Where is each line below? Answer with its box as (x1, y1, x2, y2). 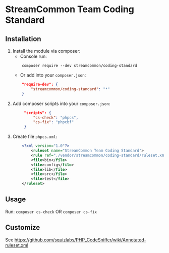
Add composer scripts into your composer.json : (12, 100, 110, 106)
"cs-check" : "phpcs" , (33, 115, 79, 120)
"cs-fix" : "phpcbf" (33, 120, 74, 125)
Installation (5, 34, 41, 43)
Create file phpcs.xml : (12, 133, 58, 140)
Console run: (20, 53, 47, 59)
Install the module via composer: (12, 48, 81, 54)
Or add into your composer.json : (20, 72, 86, 78)
